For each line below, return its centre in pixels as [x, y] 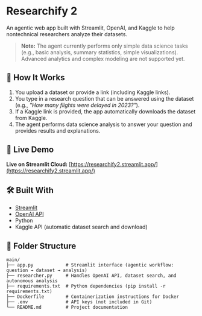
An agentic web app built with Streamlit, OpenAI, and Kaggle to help [90, 28]
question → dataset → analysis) [47, 270]
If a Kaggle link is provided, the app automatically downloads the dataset [105, 111]
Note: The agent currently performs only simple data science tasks [104, 46]
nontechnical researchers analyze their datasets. [67, 34]
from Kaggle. [31, 118]
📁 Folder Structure [41, 246]
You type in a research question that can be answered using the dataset [104, 98]
